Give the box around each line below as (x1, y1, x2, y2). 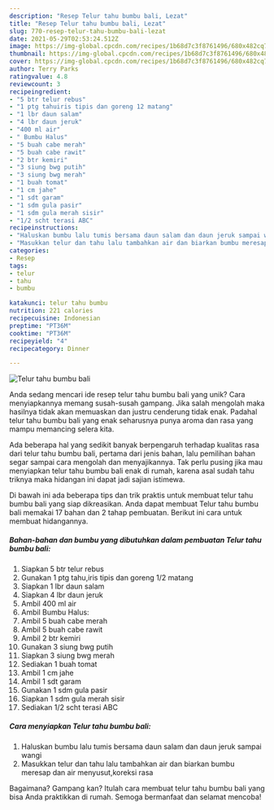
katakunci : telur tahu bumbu (9, 299, 108, 308)
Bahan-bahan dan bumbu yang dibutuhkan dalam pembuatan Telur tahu (9, 535, 263, 545)
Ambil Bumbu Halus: (20, 607, 89, 617)
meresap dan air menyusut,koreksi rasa (20, 768, 154, 777)
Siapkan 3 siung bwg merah (20, 650, 115, 660)
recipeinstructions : (9, 224, 80, 232)
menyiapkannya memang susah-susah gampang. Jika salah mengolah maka (9, 398, 265, 408)
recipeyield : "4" (9, 337, 68, 345)
